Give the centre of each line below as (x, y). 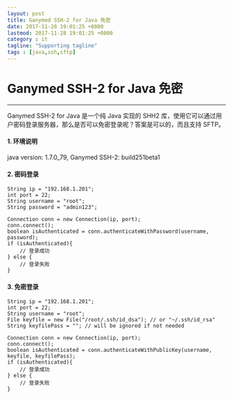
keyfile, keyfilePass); (42, 356)
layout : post (26, 14)
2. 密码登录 (23, 174)
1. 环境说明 (23, 141)
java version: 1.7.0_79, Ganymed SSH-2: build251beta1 (84, 157)
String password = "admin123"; (52, 207)
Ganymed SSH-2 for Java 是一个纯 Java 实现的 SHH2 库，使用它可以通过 (112, 116)
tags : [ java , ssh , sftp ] (42, 53)
